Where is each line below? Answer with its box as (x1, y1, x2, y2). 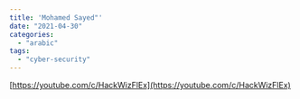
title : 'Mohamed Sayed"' (9, 13, 103, 22)
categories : (9, 30, 54, 39)
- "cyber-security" (17, 55, 91, 64)
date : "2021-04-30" (9, 22, 83, 31)
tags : (9, 47, 30, 56)
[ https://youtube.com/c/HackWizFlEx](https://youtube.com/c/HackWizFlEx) (9, 80, 291, 90)
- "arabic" (17, 38, 59, 48)
